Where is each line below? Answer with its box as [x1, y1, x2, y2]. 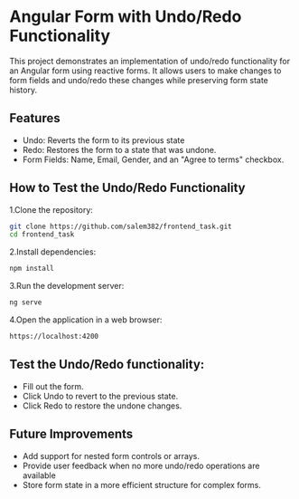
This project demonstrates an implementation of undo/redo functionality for [9, 55, 291, 66]
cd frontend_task [9, 230, 75, 239]
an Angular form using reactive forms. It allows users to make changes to [9, 65, 282, 76]
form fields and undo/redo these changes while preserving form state [9, 74, 269, 85]
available [22, 469, 56, 481]
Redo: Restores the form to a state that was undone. [22, 144, 217, 155]
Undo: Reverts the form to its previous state [22, 134, 185, 146]
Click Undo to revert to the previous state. [22, 390, 179, 401]
